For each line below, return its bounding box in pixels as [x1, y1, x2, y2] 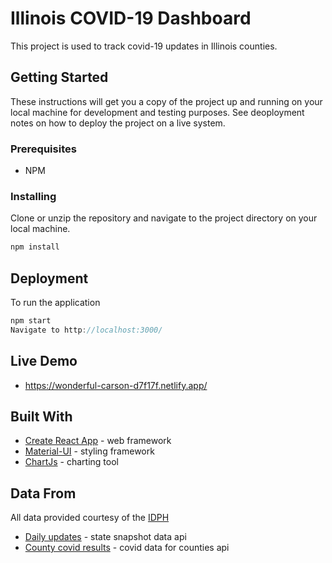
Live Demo [10, 353, 78, 370]
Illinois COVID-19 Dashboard [10, 7, 252, 30]
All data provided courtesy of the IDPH [10, 512, 170, 524]
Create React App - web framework [24, 435, 172, 447]
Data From [10, 485, 77, 502]
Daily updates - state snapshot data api [24, 531, 187, 543]
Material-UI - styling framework [24, 445, 155, 457]
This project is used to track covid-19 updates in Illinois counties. [10, 40, 278, 52]
